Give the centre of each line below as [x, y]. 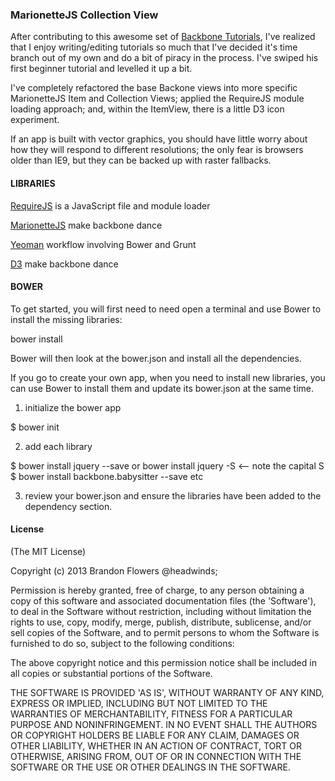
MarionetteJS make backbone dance [86, 225]
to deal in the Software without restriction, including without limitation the [161, 611]
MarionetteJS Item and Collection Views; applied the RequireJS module [157, 99]
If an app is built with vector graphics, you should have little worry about [159, 139]
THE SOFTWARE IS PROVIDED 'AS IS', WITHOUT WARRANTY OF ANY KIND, [167, 692]
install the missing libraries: [66, 319]
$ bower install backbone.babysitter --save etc [107, 476]
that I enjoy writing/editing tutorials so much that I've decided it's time [154, 47]
